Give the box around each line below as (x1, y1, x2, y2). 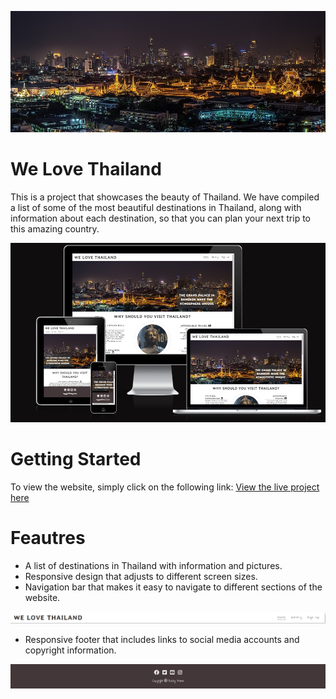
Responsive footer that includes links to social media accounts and (24, 634, 300, 646)
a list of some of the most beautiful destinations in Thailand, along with (10, 202, 302, 214)
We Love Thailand (10, 158, 162, 181)
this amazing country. (10, 223, 100, 235)
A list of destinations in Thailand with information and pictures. (24, 559, 283, 571)
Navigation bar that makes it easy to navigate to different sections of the (24, 581, 323, 593)
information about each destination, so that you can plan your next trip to (10, 212, 312, 225)
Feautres (10, 526, 86, 549)
